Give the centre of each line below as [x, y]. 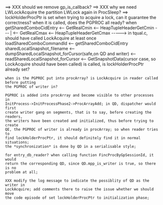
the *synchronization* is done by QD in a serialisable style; [71, 146]
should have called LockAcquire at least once [51, 38]
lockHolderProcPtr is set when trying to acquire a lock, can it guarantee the [81, 17]
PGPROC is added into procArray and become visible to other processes [79, 95]
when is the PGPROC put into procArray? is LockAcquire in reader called [82, 78]
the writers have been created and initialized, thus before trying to [79, 121]
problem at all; [21, 172]
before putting [20, 82]
